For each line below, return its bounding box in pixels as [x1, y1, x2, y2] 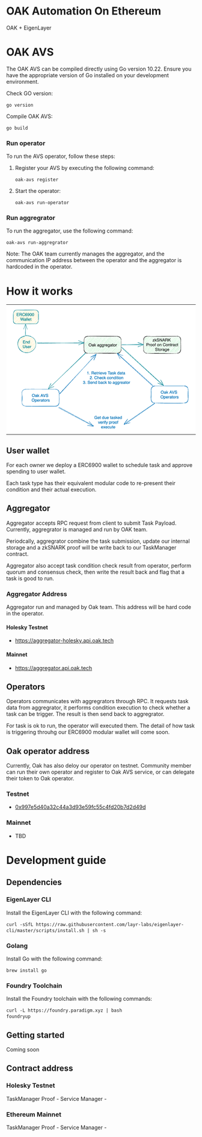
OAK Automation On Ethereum [6, 4, 161, 18]
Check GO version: [6, 89, 53, 97]
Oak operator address [6, 746, 90, 756]
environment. [6, 78, 39, 85]
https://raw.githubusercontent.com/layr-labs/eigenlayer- [35, 921, 185, 927]
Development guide [6, 853, 106, 867]
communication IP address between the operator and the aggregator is [6, 257, 182, 264]
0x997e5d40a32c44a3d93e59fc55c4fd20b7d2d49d [14, 803, 146, 811]
